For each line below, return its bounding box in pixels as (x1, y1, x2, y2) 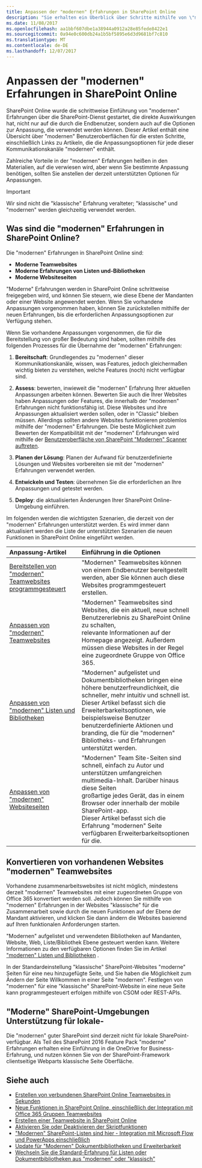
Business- (148, 1045, 174, 1052)
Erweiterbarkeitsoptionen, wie (81, 706, 167, 714)
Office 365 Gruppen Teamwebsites (14, 1110, 102, 1117)
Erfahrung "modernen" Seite (81, 821, 162, 830)
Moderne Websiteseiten (14, 273, 77, 281)
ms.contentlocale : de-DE (6, 43, 69, 49)
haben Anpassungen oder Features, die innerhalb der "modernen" (14, 397, 179, 404)
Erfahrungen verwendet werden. (14, 466, 96, 474)
